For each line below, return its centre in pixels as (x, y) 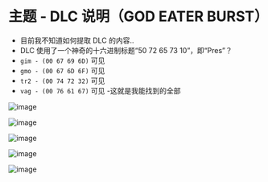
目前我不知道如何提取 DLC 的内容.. (77, 40)
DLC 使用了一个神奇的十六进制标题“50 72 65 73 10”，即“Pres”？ (126, 50)
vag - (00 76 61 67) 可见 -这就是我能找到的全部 (100, 90)
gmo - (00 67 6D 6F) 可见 (62, 70)
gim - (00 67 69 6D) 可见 (62, 60)
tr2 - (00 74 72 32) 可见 (62, 81)
